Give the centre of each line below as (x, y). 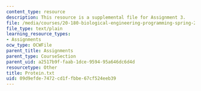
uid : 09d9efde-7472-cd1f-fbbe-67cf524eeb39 (61, 78)
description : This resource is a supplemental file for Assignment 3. (96, 17)
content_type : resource (36, 12)
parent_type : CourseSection (41, 56)
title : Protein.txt (31, 73)
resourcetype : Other (32, 67)
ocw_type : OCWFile (29, 45)
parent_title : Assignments (40, 51)
